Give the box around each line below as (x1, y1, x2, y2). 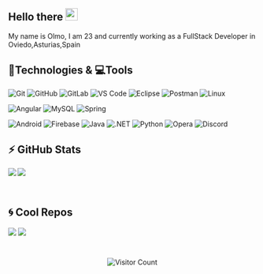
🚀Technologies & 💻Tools (8, 64, 134, 77)
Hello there (8, 10, 64, 24)
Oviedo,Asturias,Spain (8, 39, 81, 49)
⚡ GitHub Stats (8, 143, 81, 156)
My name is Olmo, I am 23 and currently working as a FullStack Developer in (8, 31, 256, 40)
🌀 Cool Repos (8, 205, 73, 219)
